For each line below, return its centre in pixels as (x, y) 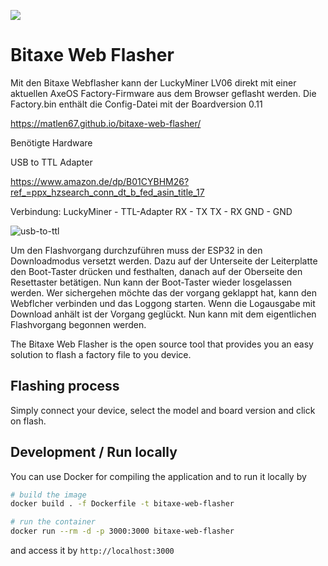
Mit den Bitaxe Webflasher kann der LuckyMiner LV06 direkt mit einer (153, 82)
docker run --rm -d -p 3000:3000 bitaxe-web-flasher (122, 531)
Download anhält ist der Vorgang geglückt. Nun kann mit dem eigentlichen (163, 314)
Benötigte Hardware (51, 142)
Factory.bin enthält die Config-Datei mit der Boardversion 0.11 (136, 104)
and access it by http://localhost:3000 (92, 551)
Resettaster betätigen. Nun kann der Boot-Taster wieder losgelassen (151, 282)
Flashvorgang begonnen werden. (78, 324)
